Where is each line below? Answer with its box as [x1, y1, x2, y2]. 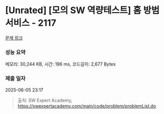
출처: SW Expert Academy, [17, 97, 72, 103]
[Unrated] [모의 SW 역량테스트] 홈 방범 [5, 5, 160, 16]
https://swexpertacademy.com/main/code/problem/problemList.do [17, 103, 156, 109]
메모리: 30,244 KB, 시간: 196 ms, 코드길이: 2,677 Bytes [5, 61, 116, 67]
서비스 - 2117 [5, 17, 56, 29]
